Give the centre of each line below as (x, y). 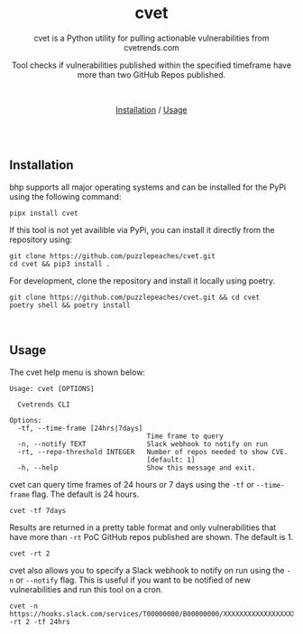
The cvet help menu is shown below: (78, 372)
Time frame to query (185, 436)
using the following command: (65, 196)
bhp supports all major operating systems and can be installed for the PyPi (148, 187)
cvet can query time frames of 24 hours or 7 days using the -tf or (132, 484)
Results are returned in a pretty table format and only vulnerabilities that (143, 527)
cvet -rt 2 (30, 554)
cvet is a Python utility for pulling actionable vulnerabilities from (151, 38)
